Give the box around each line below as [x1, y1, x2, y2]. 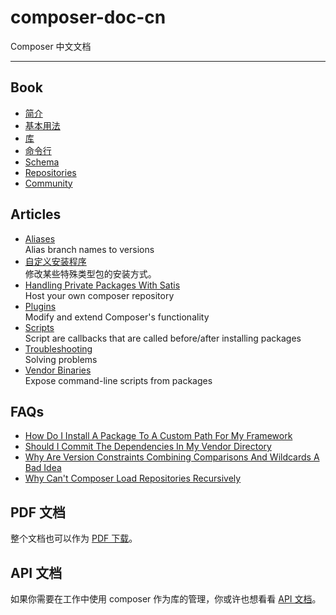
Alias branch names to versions [24, 243, 155, 255]
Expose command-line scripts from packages [24, 374, 213, 386]
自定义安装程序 [24, 255, 87, 267]
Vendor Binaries [24, 364, 92, 376]
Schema [24, 156, 60, 168]
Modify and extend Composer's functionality [24, 311, 210, 323]
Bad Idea [24, 462, 62, 474]
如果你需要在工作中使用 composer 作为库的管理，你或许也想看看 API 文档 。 [10, 593, 322, 605]
